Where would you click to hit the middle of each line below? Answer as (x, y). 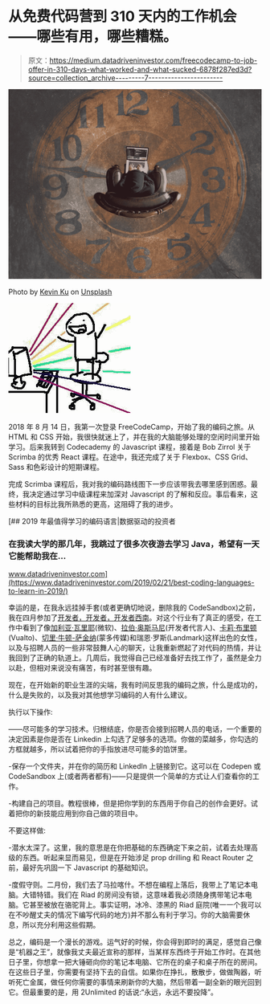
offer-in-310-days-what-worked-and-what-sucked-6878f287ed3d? (140, 69)
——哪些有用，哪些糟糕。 (93, 37)
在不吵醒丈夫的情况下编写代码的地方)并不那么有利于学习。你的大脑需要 (126, 915)
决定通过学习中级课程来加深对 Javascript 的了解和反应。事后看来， (140, 494)
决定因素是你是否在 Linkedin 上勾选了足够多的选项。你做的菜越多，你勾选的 (133, 739)
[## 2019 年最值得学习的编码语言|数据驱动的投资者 (92, 521)
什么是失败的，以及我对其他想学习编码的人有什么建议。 (100, 695)
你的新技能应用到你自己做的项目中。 (82, 814)
